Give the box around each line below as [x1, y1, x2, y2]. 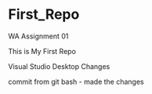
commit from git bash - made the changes [8, 77, 144, 86]
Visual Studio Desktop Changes [8, 61, 110, 71]
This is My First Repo [8, 46, 77, 56]
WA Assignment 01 [8, 31, 69, 41]
